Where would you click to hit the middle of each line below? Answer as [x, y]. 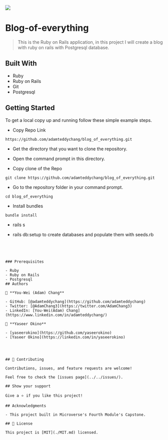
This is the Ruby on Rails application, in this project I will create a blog [90, 42]
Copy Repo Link [29, 130]
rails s [19, 225]
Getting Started [30, 108]
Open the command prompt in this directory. [59, 159]
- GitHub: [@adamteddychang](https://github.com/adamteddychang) [75, 302]
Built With [21, 64]
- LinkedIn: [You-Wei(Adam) [35, 310]
